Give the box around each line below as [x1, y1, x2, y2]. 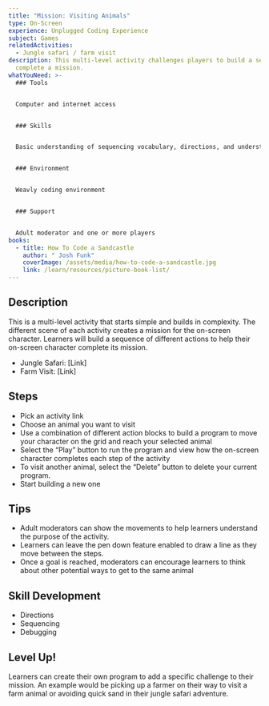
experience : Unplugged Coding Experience [8, 26, 149, 34]
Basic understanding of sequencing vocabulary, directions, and [15, 143, 235, 151]
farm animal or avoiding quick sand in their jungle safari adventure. [8, 689, 229, 699]
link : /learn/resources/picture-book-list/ [22, 266, 171, 275]
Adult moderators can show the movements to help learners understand [19, 523, 258, 533]
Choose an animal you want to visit [19, 419, 136, 429]
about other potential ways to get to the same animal [19, 566, 194, 576]
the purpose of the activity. [19, 532, 110, 541]
